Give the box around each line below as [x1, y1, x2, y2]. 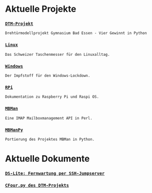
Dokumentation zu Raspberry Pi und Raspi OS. [5, 95, 99, 99]
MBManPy [5, 127, 23, 133]
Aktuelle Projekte [5, 3, 76, 15]
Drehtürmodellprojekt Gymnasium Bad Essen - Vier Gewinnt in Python [5, 31, 147, 36]
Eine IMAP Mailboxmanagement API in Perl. [5, 116, 93, 121]
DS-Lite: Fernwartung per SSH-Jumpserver [5, 170, 105, 176]
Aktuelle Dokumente [5, 153, 90, 165]
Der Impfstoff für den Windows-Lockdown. [5, 73, 91, 78]
